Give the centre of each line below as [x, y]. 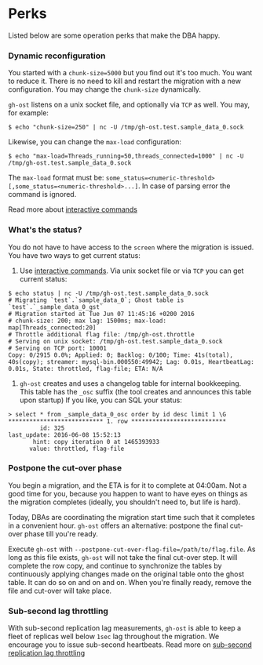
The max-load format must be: [56, 178]
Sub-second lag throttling [58, 611]
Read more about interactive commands [73, 209]
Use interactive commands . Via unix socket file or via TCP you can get [131, 271]
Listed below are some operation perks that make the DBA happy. [114, 35]
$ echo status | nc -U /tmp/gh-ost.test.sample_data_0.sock [109, 293]
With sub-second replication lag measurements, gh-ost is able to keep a [125, 628]
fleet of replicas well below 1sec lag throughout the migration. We [114, 637]
